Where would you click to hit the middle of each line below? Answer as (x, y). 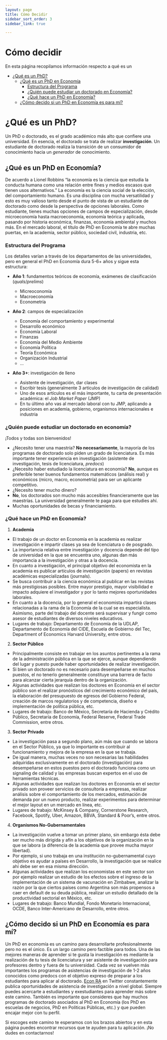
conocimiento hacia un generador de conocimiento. (58, 152)
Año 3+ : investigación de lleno (44, 373)
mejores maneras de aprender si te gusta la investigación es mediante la (79, 954)
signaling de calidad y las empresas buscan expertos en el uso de (80, 773)
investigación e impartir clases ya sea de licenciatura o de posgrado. (83, 544)
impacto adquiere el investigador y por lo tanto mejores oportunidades (84, 592)
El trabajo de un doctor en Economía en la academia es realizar (77, 539)
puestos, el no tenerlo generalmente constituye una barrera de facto (82, 675)
